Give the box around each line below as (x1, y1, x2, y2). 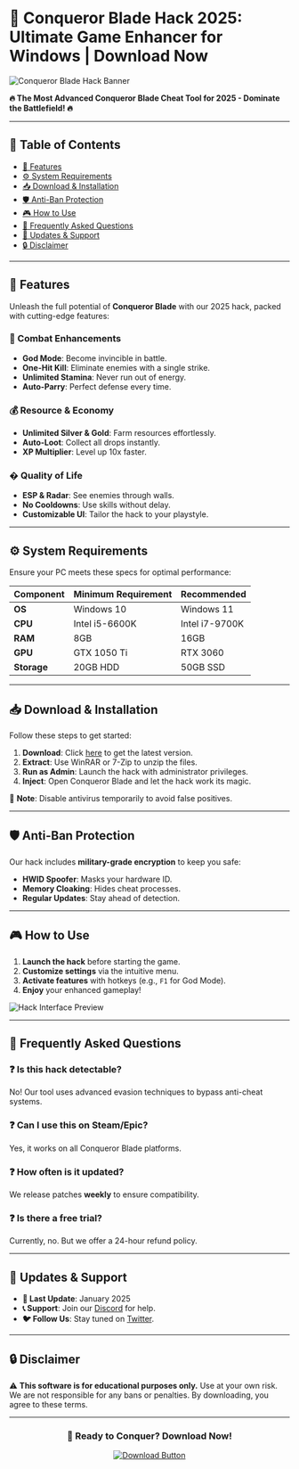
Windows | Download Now (9, 46, 209, 66)
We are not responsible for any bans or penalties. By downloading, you (9, 1390, 270, 1400)
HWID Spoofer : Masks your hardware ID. (21, 874, 173, 884)
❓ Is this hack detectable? (9, 1063, 122, 1076)
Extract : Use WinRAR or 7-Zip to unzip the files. (21, 757, 198, 767)
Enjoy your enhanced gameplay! (21, 984, 141, 995)
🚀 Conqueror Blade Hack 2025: (9, 8, 243, 29)
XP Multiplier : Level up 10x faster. (21, 447, 147, 457)
